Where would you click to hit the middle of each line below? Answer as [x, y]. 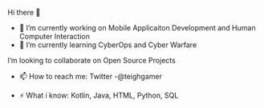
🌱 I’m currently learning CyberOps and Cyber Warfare [108, 45]
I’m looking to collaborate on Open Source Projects [91, 60]
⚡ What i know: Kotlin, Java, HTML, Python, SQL [99, 95]
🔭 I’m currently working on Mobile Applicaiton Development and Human [137, 28]
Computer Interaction [54, 36]
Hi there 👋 [24, 12]
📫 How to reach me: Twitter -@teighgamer [90, 76]
